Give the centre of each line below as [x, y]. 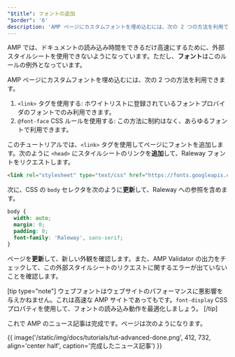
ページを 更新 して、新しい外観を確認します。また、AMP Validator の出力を [114, 258]
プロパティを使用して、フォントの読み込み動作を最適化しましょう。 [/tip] [113, 308]
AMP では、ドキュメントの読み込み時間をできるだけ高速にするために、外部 [116, 48]
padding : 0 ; [31, 231]
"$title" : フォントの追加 [41, 14]
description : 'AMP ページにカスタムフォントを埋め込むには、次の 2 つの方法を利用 [115, 27]
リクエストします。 [47, 162]
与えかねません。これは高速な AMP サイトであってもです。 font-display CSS [117, 300]
